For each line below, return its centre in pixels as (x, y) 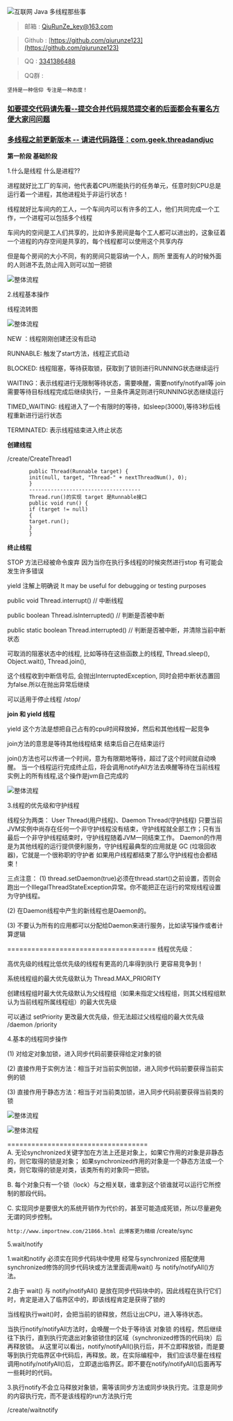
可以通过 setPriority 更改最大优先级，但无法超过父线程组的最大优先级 (106, 1017)
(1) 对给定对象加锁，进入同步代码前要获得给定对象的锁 (84, 1054)
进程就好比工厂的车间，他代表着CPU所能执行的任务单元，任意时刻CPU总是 (114, 186)
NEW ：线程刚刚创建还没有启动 (52, 339)
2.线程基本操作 (28, 294)
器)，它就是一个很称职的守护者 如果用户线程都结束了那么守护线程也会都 (110, 855)
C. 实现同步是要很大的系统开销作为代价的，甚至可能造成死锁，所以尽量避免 (114, 1208)
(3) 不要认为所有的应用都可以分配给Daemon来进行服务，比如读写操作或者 (112, 926)
